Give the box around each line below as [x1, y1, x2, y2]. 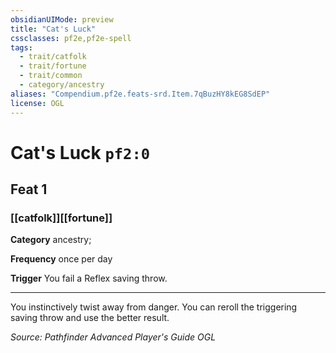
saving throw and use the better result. [10, 312, 170, 324]
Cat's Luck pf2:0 [10, 141, 151, 164]
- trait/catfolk [19, 52, 87, 62]
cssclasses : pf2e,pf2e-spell [10, 33, 132, 43]
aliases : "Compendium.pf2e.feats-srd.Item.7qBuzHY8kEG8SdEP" [10, 89, 271, 99]
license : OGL [10, 98, 65, 108]
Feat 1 [10, 181, 48, 198]
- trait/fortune [19, 61, 87, 71]
